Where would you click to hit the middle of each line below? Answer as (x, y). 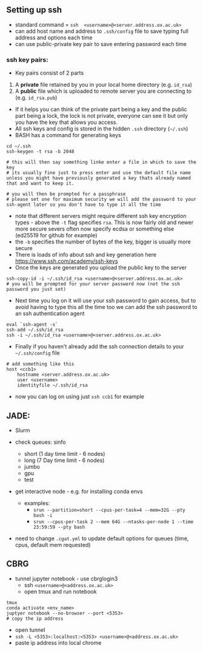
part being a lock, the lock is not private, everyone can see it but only (101, 116)
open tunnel (30, 630)
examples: (37, 503)
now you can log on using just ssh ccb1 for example (79, 396)
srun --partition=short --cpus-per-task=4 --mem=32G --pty (109, 510)
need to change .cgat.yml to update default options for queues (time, (102, 538)
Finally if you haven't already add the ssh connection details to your (99, 347)
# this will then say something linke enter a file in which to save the (101, 162)
